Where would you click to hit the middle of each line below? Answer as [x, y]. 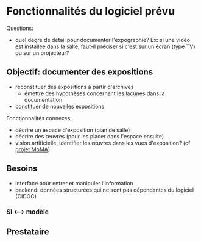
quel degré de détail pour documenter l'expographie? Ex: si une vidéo [103, 40]
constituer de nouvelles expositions [60, 106]
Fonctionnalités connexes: [39, 118]
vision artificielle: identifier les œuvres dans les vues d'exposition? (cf [103, 143]
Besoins [22, 169]
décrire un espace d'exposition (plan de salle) [72, 130]
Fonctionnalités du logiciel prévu [91, 11]
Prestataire [28, 232]
